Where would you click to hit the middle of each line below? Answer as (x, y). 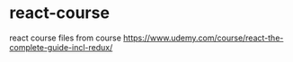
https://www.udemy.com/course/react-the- (203, 38)
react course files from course (65, 38)
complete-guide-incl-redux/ (61, 47)
